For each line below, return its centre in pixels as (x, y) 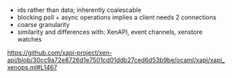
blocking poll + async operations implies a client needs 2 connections (117, 17)
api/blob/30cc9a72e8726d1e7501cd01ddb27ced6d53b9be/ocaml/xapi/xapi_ (116, 60)
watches (29, 39)
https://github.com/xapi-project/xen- (60, 52)
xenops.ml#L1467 (32, 67)
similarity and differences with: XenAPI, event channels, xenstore (110, 32)
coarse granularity (43, 25)
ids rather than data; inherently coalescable (79, 10)
